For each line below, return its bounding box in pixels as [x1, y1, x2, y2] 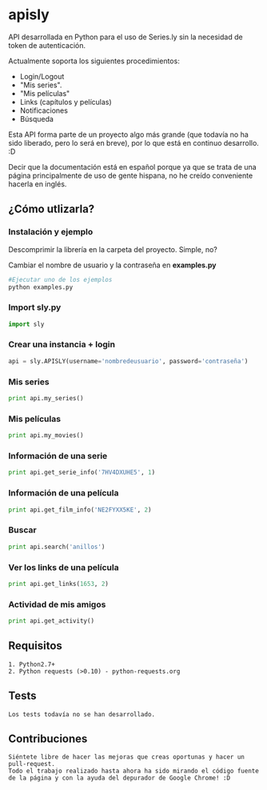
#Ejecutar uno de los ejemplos [8, 275, 113, 283]
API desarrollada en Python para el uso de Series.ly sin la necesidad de [8, 32, 243, 42]
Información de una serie [8, 450, 108, 461]
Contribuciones [8, 732, 88, 745]
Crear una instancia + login [8, 339, 116, 350]
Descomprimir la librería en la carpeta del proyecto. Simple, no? [8, 244, 218, 254]
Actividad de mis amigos [8, 599, 106, 610]
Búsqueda [19, 114, 54, 123]
